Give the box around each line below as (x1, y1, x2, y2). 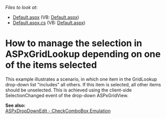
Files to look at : (5, 5, 38, 10)
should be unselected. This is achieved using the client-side (5, 87, 132, 93)
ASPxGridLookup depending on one (5, 49, 161, 60)
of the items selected (5, 59, 97, 71)
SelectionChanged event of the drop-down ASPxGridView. (5, 92, 129, 99)
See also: (5, 102, 26, 108)
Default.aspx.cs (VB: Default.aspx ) (12, 20, 86, 26)
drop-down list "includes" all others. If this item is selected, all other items (5, 81, 161, 87)
